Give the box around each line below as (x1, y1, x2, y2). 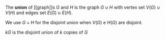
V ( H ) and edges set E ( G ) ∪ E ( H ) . (5, 10, 73, 16)
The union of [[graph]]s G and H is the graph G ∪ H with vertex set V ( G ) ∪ (5, 5, 160, 10)
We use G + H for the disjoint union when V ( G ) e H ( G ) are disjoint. (5, 20, 143, 25)
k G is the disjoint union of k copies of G (5, 29, 88, 35)
